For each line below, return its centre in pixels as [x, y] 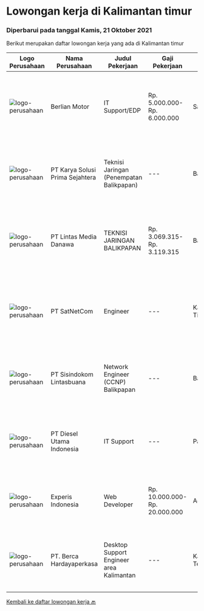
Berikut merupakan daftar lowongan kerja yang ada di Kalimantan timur [95, 43]
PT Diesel [64, 434]
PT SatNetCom [72, 312]
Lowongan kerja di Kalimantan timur [99, 11]
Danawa [63, 245]
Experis [61, 497]
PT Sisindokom [72, 374]
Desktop [116, 545]
